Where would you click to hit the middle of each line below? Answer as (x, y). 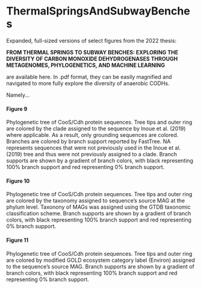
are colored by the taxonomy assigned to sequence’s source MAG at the (96, 201)
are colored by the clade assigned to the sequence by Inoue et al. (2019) (96, 129)
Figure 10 (18, 181)
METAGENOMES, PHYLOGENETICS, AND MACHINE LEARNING (86, 65)
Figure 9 (17, 109)
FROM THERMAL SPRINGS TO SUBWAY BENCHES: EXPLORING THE (92, 52)
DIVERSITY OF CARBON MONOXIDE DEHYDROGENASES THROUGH (92, 59)
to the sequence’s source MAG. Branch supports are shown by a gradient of (100, 266)
